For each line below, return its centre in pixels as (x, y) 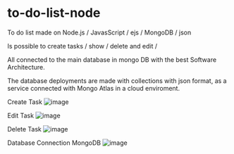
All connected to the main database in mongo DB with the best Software (112, 59)
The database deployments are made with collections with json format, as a (117, 81)
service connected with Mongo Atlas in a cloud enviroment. (94, 88)
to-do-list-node (54, 13)
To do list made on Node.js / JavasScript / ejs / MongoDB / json (99, 32)
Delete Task (25, 129)
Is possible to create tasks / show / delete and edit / (82, 46)
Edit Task (20, 115)
